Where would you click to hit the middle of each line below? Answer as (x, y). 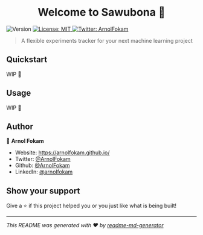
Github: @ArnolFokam (42, 166)
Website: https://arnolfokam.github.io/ (62, 152)
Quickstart (27, 60)
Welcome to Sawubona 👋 (101, 12)
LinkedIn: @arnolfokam (44, 172)
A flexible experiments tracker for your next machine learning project (107, 40)
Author (20, 126)
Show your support (43, 191)
